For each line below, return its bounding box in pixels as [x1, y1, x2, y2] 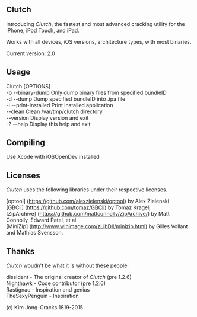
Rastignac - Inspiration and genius [6, 286, 90, 293]
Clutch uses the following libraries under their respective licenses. [6, 186, 168, 193]
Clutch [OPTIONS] [6, 82, 51, 89]
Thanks [6, 246, 35, 257]
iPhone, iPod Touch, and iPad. [6, 27, 80, 34]
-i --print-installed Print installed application [6, 101, 114, 108]
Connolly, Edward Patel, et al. [6, 216, 78, 224]
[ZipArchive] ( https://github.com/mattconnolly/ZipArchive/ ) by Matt [6, 210, 170, 217]
